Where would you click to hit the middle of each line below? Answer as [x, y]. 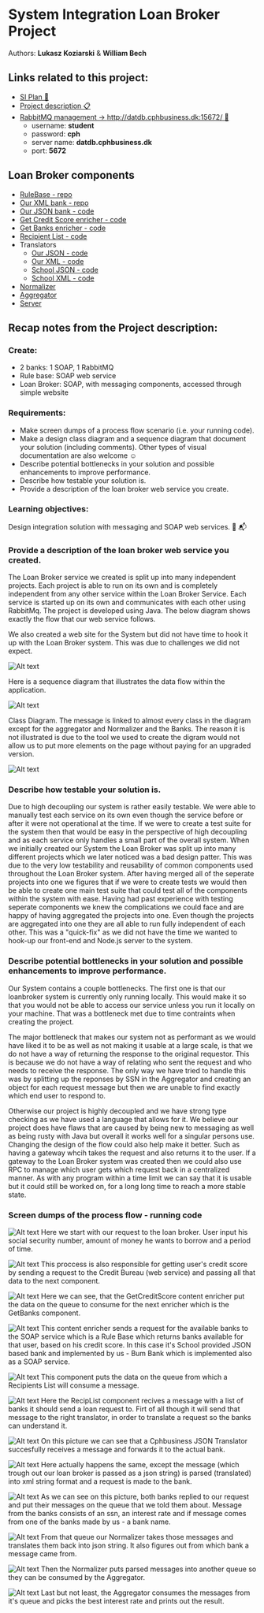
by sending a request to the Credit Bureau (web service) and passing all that [132, 1273]
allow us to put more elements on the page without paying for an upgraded [130, 745]
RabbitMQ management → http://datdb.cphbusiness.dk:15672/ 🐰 [125, 117]
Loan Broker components [72, 175]
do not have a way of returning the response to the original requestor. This [129, 1054]
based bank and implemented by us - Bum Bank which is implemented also [130, 1354]
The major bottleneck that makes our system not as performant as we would [132, 1037]
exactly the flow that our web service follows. [82, 619]
